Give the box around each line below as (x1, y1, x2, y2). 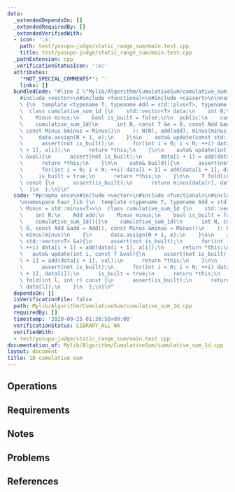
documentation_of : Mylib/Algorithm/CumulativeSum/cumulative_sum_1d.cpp (7, 342, 224, 349)
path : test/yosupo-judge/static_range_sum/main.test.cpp (20, 43, 190, 50)
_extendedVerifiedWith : (13, 29, 83, 37)
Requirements (7, 404, 70, 416)
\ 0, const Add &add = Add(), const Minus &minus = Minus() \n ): (20, 224, 224, 231)
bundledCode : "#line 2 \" (13, 88, 90, 95)
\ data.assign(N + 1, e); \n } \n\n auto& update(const (20, 133, 211, 140)
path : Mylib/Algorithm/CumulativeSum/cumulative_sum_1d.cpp (13, 303, 192, 310)
